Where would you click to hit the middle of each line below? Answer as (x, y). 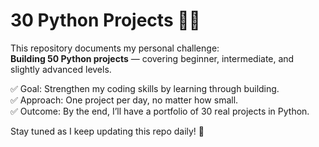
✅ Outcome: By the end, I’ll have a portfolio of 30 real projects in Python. (160, 111)
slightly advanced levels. (61, 69)
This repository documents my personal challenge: (115, 48)
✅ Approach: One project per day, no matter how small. (124, 100)
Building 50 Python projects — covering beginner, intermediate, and (152, 58)
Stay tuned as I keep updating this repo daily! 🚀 (107, 131)
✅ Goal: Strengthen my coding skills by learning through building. (145, 88)
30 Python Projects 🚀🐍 (105, 20)
